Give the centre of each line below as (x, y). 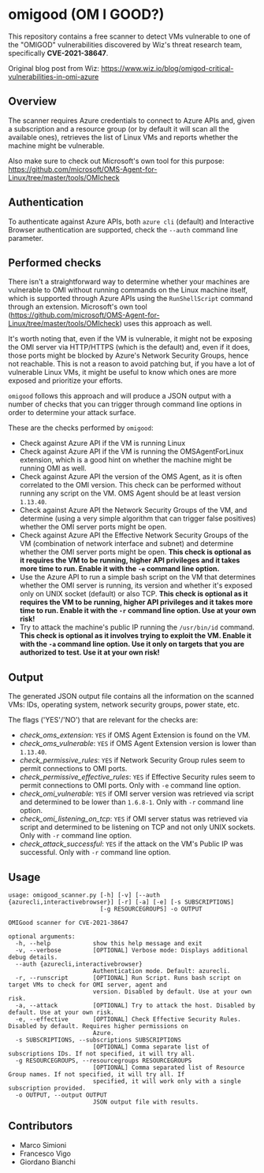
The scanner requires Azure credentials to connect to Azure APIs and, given (132, 121)
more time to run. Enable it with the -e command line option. (119, 569)
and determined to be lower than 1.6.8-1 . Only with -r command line (132, 802)
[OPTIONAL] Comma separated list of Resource (169, 1067)
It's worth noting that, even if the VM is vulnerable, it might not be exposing (130, 339)
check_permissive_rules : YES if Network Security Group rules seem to (132, 760)
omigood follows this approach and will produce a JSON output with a (120, 396)
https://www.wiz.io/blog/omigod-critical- (167, 68)
